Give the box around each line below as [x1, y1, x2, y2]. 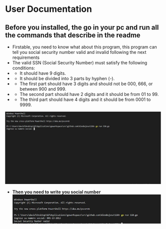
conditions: [12, 65, 36, 71]
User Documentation [5, 3, 92, 15]
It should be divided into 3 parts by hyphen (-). [19, 76, 115, 81]
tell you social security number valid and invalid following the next [12, 49, 147, 55]
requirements [12, 54, 40, 60]
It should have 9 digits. [19, 70, 66, 76]
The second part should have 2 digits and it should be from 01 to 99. [19, 92, 159, 97]
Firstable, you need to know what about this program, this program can [12, 44, 157, 50]
